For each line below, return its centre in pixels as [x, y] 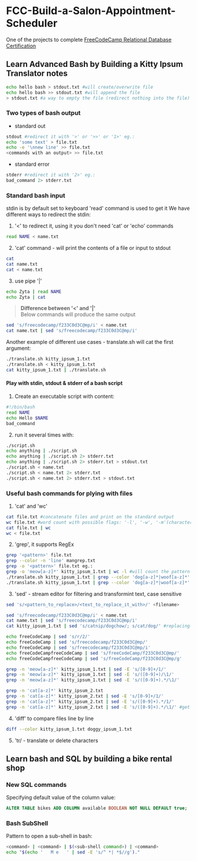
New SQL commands [36, 785]
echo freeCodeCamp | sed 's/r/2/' [48, 637]
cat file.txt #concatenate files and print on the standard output [90, 517]
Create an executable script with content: [64, 396]
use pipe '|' [28, 281]
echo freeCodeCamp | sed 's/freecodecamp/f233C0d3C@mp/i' [78, 648]
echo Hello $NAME [27, 418]
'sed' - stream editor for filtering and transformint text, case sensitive [98, 594]
